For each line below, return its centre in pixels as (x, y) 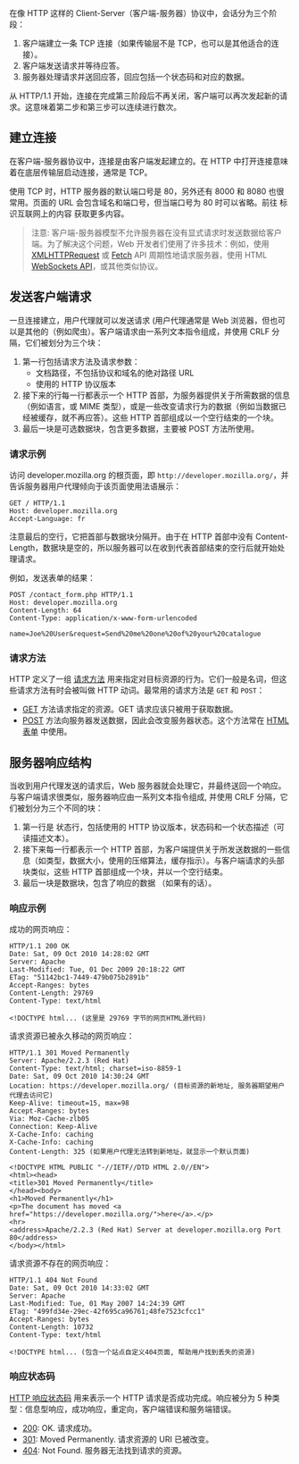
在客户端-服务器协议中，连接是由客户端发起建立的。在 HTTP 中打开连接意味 (149, 161)
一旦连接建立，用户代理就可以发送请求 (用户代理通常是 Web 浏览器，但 (140, 320)
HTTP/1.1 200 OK (39, 947)
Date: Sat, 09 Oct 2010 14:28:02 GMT (79, 955)
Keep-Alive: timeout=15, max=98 (69, 1103)
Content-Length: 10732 (51, 1327)
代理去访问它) (31, 1096)
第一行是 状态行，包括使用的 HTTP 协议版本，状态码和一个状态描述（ (149, 827)
